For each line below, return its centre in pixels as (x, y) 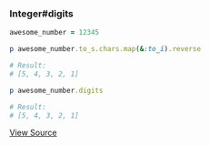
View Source (33, 133)
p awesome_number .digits (56, 90)
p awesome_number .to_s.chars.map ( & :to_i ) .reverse (105, 49)
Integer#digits (42, 14)
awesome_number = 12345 (55, 33)
